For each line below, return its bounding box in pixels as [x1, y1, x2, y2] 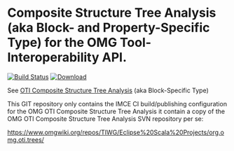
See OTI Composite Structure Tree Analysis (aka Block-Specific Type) [7, 86, 209, 94]
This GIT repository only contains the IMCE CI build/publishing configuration [7, 99, 228, 108]
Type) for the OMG [7, 35, 118, 50]
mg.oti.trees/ [7, 135, 44, 144]
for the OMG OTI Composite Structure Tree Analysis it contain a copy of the [7, 107, 226, 115]
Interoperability [7, 50, 99, 66]
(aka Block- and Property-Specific [7, 20, 210, 36]
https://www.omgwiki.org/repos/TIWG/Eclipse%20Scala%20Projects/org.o [7, 128, 224, 136]
